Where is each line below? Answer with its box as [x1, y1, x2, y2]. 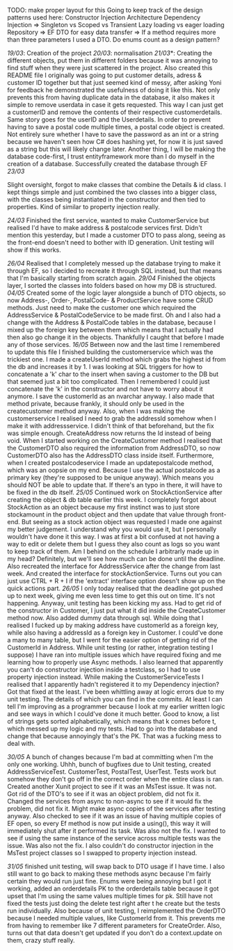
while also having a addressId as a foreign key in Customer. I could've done [7, 628, 223, 637]
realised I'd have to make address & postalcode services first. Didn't [7, 224, 203, 231]
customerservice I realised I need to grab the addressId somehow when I [7, 414, 217, 423]
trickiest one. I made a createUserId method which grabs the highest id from [7, 355, 226, 364]
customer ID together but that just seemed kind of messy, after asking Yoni [7, 79, 222, 86]
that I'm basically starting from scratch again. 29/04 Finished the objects [7, 274, 216, 282]
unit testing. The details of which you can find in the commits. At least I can [7, 695, 223, 703]
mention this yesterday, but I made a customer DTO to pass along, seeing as [7, 231, 226, 239]
